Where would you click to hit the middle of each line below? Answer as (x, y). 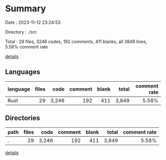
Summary (25, 9)
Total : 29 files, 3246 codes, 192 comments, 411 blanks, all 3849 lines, (76, 41)
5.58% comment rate (27, 47)
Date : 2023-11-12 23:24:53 (33, 22)
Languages (23, 72)
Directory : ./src (21, 32)
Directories (23, 118)
